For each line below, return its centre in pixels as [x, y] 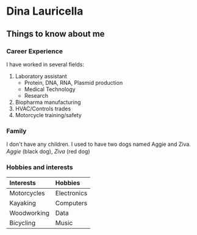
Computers [71, 203]
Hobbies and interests [40, 167]
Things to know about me [56, 34]
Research [36, 95]
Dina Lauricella [45, 11]
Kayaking [23, 203]
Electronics [71, 193]
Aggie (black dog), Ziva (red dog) [48, 151]
